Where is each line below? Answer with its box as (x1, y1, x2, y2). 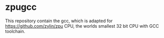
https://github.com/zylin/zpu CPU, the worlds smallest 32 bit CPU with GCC (5, 23, 159, 29)
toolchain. (5, 28, 26, 34)
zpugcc (5, 1, 37, 13)
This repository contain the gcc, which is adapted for (5, 18, 113, 24)
